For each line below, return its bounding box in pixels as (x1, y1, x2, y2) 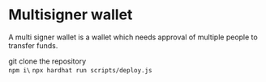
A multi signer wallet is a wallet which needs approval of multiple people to (8, 32, 258, 42)
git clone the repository (8, 56, 87, 66)
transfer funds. (8, 40, 58, 50)
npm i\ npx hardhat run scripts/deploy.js (8, 66, 152, 74)
